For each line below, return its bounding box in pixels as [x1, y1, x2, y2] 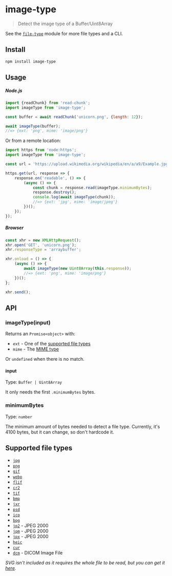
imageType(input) [5, 319, 51, 326]
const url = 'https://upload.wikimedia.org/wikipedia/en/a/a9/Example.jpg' [5, 161, 170, 167]
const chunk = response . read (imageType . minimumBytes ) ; [32, 185, 153, 190]
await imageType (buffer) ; [5, 124, 60, 129]
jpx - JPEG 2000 [12, 533, 49, 540]
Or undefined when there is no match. [5, 356, 84, 362]
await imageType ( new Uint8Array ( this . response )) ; [24, 266, 132, 271]
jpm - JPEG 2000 [12, 528, 49, 534]
